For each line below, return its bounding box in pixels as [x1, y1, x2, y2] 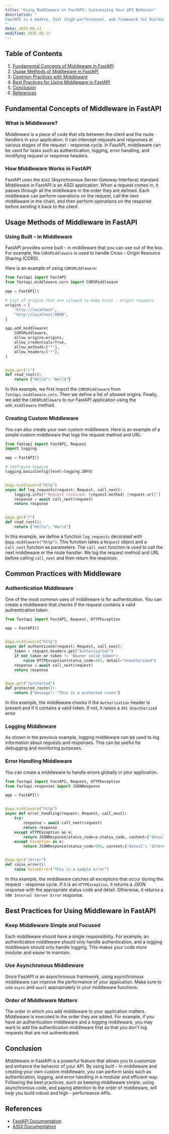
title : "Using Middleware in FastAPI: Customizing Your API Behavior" [5, 7, 156, 13]
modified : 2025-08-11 [5, 31, 51, 36]
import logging [5, 446, 37, 451]
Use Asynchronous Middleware [5, 962, 84, 969]
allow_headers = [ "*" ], [14, 349, 59, 354]
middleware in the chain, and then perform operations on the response [5, 198, 152, 204]
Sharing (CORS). [5, 256, 39, 262]
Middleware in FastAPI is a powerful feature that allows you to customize [5, 1058, 156, 1064]
